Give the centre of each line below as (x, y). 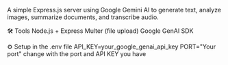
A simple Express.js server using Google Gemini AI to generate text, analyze (114, 10)
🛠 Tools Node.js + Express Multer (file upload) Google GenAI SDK (100, 31)
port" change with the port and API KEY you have (77, 54)
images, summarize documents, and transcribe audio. (83, 17)
